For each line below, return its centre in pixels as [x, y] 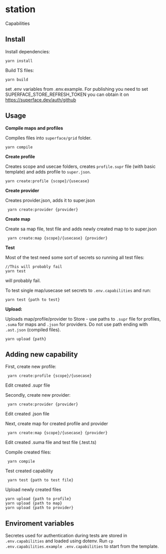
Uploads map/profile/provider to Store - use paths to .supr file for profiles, [83, 319]
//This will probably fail [34, 267]
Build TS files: [20, 70]
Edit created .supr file [28, 385]
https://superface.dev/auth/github [41, 99]
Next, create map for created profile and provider [57, 424]
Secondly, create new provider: [38, 395]
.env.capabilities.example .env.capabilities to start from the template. [82, 546]
